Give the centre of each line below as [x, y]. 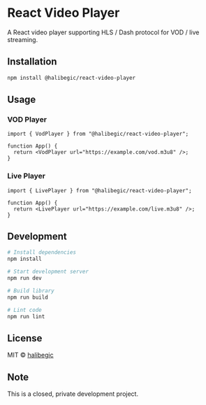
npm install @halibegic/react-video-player [72, 78]
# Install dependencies [42, 253]
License [25, 338]
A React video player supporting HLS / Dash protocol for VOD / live [103, 32]
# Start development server [48, 272]
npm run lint [26, 316]
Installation [32, 62]
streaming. [23, 39]
